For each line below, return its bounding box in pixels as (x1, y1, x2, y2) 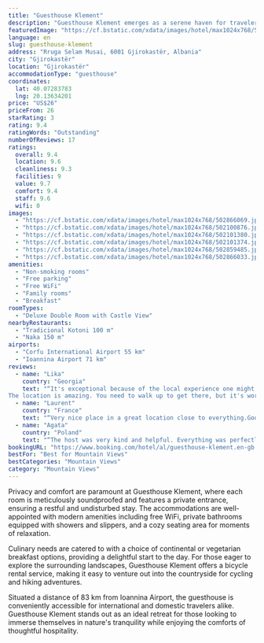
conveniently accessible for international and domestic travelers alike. (8, 601, 234, 610)
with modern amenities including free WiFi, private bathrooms (42, 512, 243, 521)
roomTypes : (8, 304, 44, 312)
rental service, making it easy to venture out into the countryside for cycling (8, 568, 254, 578)
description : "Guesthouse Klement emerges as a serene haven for (8, 19, 226, 27)
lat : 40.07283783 (15, 84, 72, 93)
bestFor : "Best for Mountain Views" (8, 450, 128, 459)
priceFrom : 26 (8, 107, 55, 115)
